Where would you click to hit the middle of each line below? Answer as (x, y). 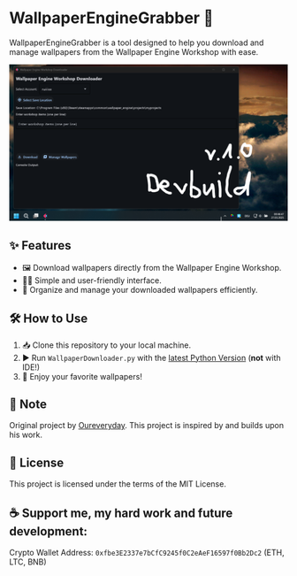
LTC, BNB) (28, 562)
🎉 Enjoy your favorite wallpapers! (82, 376)
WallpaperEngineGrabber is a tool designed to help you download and (137, 42)
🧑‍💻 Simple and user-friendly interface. (91, 280)
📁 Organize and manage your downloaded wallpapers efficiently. (140, 289)
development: (49, 531)
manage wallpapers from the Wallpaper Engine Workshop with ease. (134, 51)
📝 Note (28, 404)
